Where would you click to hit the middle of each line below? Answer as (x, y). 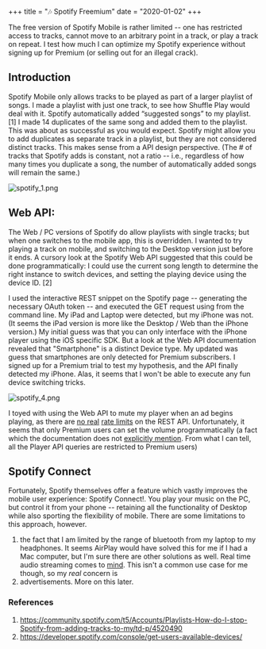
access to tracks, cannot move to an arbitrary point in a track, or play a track (133, 36)
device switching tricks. (47, 382)
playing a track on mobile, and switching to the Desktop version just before (131, 248)
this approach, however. (48, 524)
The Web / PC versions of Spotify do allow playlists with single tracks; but (129, 232)
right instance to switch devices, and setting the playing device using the (127, 274)
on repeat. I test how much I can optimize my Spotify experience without (127, 44)
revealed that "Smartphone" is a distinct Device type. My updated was (123, 348)
